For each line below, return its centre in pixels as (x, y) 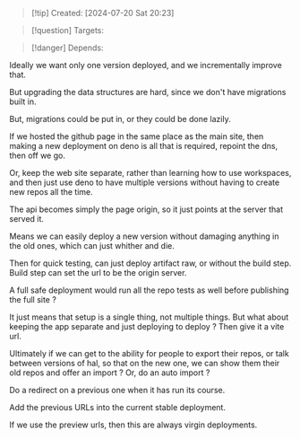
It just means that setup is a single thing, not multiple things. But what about (149, 317)
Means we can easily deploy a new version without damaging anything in (144, 236)
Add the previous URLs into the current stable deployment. (118, 407)
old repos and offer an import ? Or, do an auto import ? (110, 373)
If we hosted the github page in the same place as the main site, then (137, 136)
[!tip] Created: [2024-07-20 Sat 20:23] (103, 13)
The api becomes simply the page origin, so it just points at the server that (146, 209)
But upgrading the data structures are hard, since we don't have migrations (148, 92)
